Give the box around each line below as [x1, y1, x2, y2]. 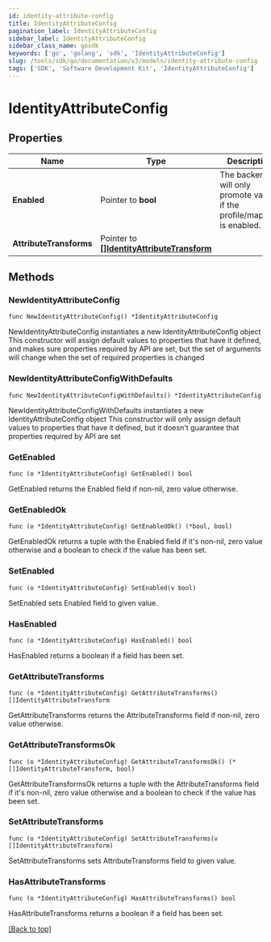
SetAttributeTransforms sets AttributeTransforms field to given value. [8, 855, 236, 865]
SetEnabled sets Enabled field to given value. [8, 598, 159, 607]
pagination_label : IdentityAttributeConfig [8, 27, 157, 35]
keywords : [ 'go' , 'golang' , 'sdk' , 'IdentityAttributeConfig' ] [8, 49, 226, 57]
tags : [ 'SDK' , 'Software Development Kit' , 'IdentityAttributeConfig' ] [8, 65, 254, 73]
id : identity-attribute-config [8, 11, 114, 20]
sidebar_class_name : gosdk [8, 42, 99, 50]
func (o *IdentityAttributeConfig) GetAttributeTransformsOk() [8, 758, 226, 766]
